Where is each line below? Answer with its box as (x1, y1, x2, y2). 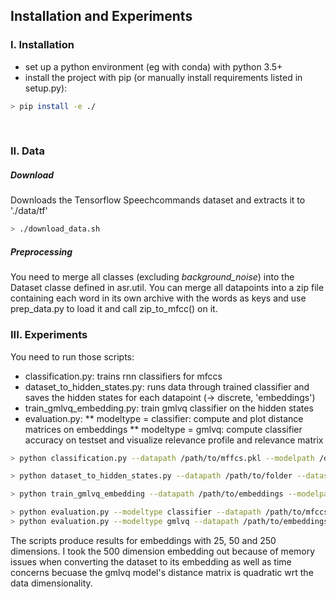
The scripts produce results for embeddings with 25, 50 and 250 (10, 534, 277, 546)
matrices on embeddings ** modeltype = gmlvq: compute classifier (24, 423, 303, 435)
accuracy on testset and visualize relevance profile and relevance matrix (24, 434, 324, 446)
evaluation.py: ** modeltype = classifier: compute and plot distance (24, 412, 304, 424)
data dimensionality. (10, 577, 93, 589)
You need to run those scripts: (10, 350, 135, 363)
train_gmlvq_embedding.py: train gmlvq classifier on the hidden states (24, 402, 314, 414)
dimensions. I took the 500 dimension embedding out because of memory (10, 545, 316, 557)
